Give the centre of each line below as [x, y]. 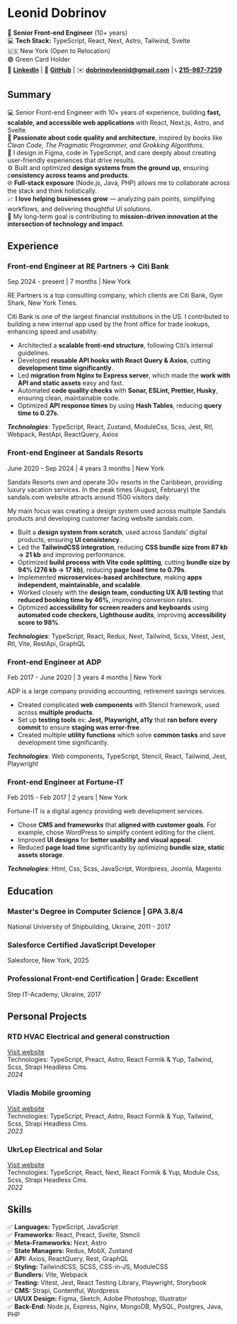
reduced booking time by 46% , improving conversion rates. [105, 599]
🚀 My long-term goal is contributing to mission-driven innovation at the [112, 216]
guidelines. [34, 353]
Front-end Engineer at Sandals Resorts [75, 453]
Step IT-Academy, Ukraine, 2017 [54, 994]
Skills [19, 1210]
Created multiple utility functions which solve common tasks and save [122, 735]
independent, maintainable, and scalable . [80, 584]
